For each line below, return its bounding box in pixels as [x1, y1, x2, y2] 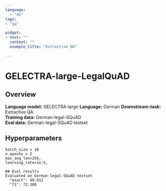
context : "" [9, 39, 35, 45]
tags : [5, 16, 16, 21]
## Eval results [5, 169, 39, 174]
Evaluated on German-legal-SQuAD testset [5, 173, 93, 178]
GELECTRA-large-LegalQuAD [5, 70, 130, 81]
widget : [5, 30, 21, 35]
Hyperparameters [5, 134, 62, 142]
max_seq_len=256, [5, 156, 41, 161]
